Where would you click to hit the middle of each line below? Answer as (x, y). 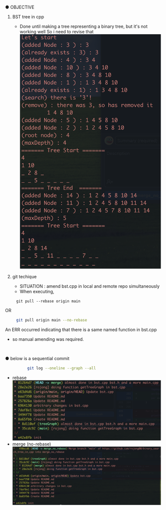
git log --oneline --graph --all (62, 368)
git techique (24, 277)
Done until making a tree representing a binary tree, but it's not (83, 26)
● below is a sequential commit (37, 359)
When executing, (37, 292)
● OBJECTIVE (20, 7)
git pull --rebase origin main (48, 301)
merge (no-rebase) (32, 444)
